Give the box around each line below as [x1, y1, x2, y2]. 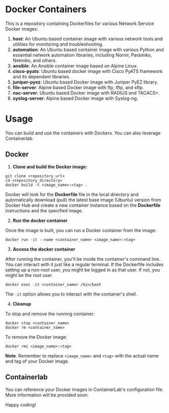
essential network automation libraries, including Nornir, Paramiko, [12, 52, 152, 58]
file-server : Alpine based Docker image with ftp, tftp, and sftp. [12, 84, 144, 90]
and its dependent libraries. [12, 73, 70, 79]
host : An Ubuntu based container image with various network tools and [12, 36, 163, 42]
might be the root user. [5, 272, 53, 278]
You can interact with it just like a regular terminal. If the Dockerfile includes [5, 261, 164, 267]
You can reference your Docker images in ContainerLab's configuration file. [5, 386, 164, 393]
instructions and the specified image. [5, 207, 83, 213]
